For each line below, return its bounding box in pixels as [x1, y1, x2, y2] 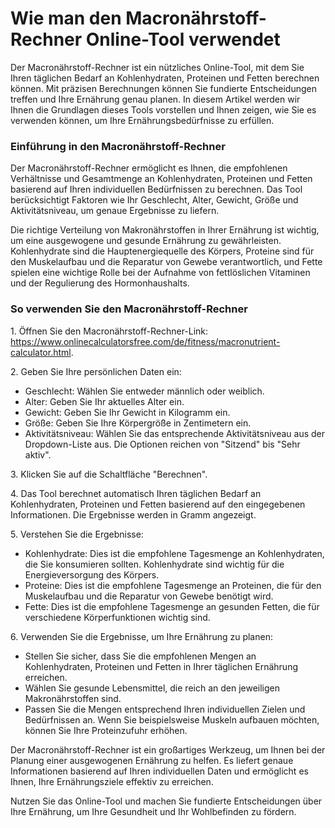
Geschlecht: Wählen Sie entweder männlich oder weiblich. [24, 385, 265, 397]
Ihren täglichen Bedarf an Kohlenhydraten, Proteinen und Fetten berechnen [10, 72, 320, 84]
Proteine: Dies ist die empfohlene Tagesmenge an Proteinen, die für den [24, 579, 322, 591]
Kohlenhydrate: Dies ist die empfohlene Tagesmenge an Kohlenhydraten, [24, 547, 325, 559]
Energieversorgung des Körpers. [24, 568, 160, 581]
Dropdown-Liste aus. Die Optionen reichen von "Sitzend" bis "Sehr [24, 438, 301, 450]
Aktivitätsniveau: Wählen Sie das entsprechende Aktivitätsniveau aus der [24, 427, 326, 439]
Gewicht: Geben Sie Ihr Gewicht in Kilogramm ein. [24, 406, 231, 418]
